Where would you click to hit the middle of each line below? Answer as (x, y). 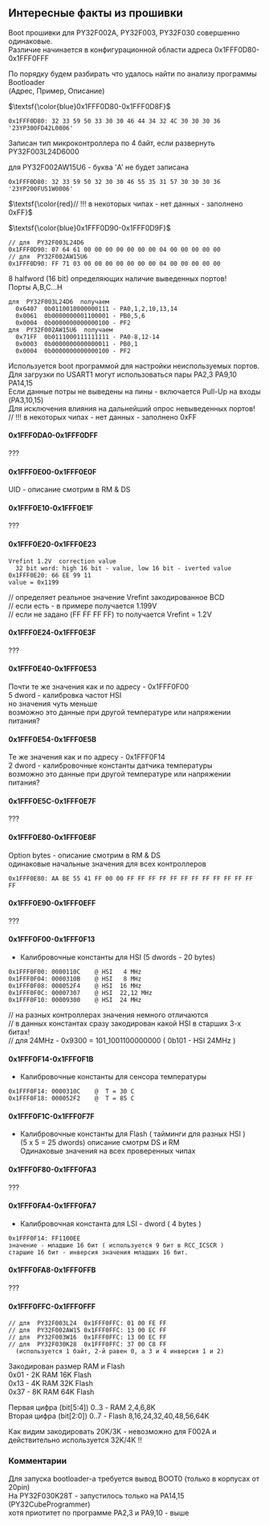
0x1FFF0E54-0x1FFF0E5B (53, 739)
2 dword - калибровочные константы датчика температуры (110, 765)
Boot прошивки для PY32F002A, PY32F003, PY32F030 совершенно (124, 32)
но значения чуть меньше (53, 704)
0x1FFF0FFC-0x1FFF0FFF (52, 1306)
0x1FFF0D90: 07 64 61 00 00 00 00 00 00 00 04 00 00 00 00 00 (114, 249)
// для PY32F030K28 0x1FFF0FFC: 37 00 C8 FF (88, 1344)
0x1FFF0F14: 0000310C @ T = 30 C (71, 1091)
